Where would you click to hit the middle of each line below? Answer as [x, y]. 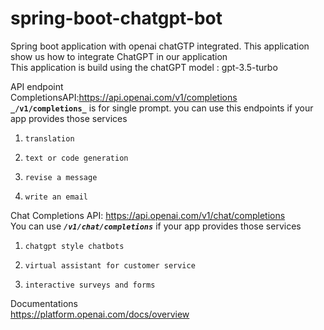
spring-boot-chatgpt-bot [116, 18]
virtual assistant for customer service [110, 265]
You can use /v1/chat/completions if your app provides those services [156, 226]
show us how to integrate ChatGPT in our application [119, 56]
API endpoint [37, 86]
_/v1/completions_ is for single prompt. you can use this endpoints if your [162, 108]
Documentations [44, 303]
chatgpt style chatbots [74, 246]
